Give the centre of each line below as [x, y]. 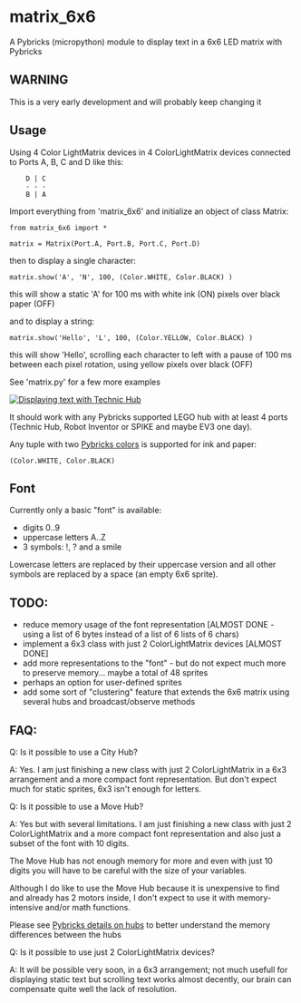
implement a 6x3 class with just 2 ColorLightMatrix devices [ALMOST [152, 644]
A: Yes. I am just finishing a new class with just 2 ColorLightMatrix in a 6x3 [148, 769]
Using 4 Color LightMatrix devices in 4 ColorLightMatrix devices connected [150, 152]
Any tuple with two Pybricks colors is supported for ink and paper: [133, 444]
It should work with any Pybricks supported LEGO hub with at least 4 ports [149, 417]
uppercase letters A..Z [64, 538]
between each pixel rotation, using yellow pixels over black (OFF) [131, 364]
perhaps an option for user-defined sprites [102, 683]
